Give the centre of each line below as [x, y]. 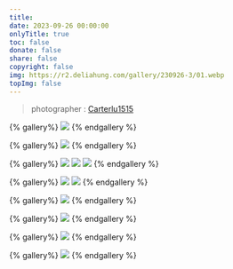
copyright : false [41, 67]
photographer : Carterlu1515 [82, 108]
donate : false [36, 51]
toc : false [29, 42]
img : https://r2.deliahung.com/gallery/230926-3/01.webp [117, 75]
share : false [33, 59]
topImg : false [36, 83]
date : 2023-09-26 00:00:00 [59, 26]
